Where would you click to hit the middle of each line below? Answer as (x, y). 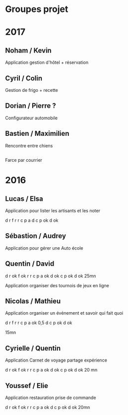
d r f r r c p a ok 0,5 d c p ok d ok (39, 323)
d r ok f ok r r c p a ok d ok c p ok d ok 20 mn (51, 370)
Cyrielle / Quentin (33, 348)
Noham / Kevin (29, 50)
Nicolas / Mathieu (33, 301)
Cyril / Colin (24, 78)
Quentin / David (30, 264)
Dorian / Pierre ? (31, 106)
